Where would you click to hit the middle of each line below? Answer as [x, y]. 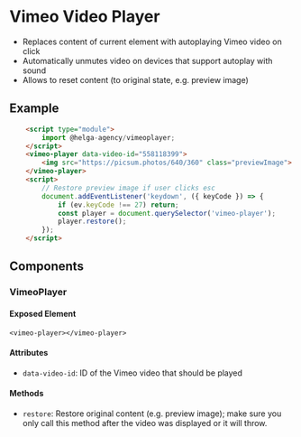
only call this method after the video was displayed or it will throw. [145, 423]
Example [34, 109]
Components [46, 267]
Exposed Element [43, 313]
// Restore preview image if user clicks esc [129, 188]
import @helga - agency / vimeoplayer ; [109, 137]
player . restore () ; [92, 222]
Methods [27, 394]
